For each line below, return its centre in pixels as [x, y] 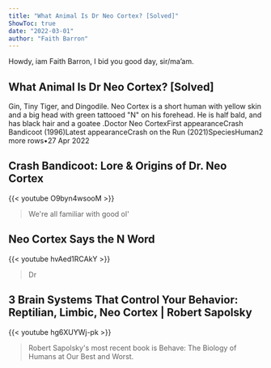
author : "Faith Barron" [49, 38]
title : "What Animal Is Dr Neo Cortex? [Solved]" [94, 16]
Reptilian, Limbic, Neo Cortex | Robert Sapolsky [130, 313]
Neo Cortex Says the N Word [82, 239]
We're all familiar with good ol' [78, 214]
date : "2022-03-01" [41, 31]
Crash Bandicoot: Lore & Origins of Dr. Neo [118, 166]
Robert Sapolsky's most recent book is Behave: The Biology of [132, 348]
